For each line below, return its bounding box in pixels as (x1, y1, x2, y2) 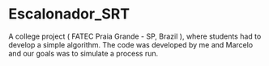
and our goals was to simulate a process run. (8, 48, 159, 58)
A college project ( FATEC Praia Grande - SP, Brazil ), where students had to (8, 31, 262, 41)
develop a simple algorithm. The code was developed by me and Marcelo (8, 39, 254, 49)
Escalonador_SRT (8, 5, 130, 23)
